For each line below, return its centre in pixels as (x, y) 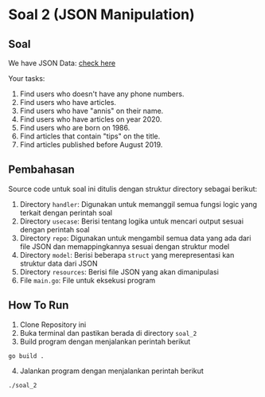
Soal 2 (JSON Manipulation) (101, 15)
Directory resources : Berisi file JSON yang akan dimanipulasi (119, 271)
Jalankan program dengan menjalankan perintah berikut (112, 371)
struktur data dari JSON (58, 263)
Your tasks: (27, 78)
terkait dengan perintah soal (66, 212)
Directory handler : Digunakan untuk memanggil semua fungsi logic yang (138, 204)
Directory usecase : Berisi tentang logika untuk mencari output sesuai (132, 221)
